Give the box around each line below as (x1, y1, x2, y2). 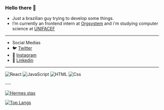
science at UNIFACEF (12, 26, 55, 32)
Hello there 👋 (5, 4, 37, 11)
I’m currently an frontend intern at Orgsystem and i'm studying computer (12, 20, 159, 26)
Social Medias (12, 40, 41, 46)
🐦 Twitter (12, 45, 33, 51)
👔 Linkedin (12, 57, 34, 63)
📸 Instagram (12, 52, 37, 58)
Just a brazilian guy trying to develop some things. (12, 16, 114, 21)
